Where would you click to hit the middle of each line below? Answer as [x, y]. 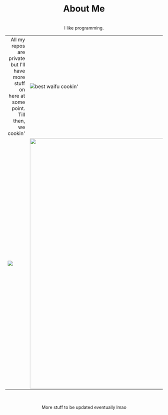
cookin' [16, 133]
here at [17, 95]
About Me [84, 9]
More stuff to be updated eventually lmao [84, 407]
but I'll [18, 64]
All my [18, 39]
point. [18, 108]
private [17, 58]
